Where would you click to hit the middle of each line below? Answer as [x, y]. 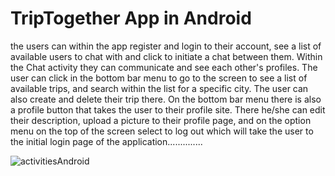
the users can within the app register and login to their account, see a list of [166, 46]
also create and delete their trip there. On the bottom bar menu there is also [166, 99]
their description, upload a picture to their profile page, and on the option [161, 120]
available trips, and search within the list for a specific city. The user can [159, 88]
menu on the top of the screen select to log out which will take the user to [162, 131]
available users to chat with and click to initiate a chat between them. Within [166, 56]
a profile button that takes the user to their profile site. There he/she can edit [168, 109]
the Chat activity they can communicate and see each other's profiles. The [164, 67]
